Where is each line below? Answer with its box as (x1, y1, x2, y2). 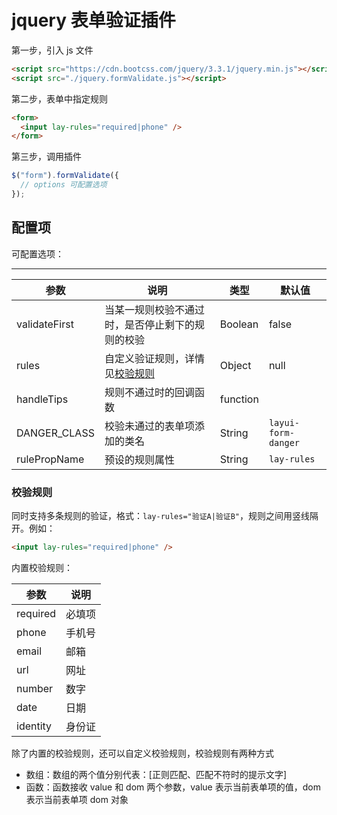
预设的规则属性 (104, 452, 175, 466)
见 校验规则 (104, 366, 155, 380)
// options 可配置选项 (20, 180, 108, 190)
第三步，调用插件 (11, 151, 82, 163)
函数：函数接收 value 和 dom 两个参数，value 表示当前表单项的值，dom (25, 781, 321, 793)
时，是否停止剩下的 (104, 317, 195, 331)
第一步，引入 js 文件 (11, 44, 94, 56)
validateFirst (16, 317, 74, 331)
